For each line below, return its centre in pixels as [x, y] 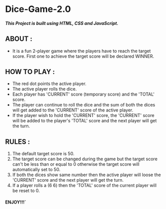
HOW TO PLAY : [30, 71]
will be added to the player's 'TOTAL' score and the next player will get [84, 121]
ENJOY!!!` [16, 202]
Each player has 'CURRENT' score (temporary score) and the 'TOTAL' [83, 94]
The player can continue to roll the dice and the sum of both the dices [84, 105]
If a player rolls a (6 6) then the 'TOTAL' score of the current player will [84, 186]
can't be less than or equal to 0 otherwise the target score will [76, 164]
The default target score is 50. [43, 154]
